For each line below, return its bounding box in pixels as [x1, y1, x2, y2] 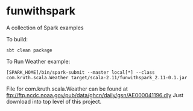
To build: [6, 35, 28, 43]
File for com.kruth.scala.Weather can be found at [6, 85, 128, 92]
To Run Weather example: [6, 58, 71, 65]
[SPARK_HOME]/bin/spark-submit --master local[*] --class [6, 69, 155, 76]
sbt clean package [6, 47, 52, 53]
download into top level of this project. [6, 98, 102, 105]
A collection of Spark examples [6, 24, 84, 31]
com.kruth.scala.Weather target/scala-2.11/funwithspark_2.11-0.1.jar [6, 74, 188, 80]
